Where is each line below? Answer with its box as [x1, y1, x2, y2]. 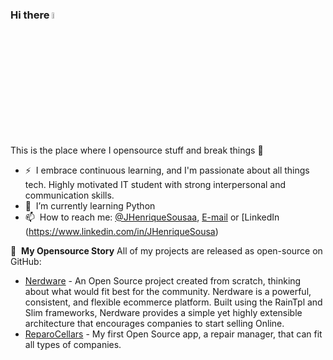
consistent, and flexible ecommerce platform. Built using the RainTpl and [24, 296, 323, 308]
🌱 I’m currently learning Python [24, 199, 156, 212]
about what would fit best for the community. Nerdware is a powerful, [24, 285, 312, 297]
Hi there [10, 8, 50, 22]
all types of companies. [24, 338, 122, 350]
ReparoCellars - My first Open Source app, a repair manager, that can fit [24, 328, 323, 340]
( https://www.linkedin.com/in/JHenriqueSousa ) [24, 225, 219, 237]
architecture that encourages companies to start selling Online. [24, 317, 285, 329]
